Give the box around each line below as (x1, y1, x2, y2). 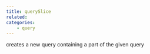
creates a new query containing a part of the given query (6, 41, 144, 48)
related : (6, 14, 28, 20)
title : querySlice (6, 8, 51, 15)
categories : (6, 19, 35, 25)
